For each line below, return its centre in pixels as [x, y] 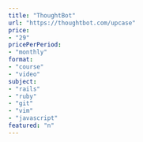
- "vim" [21, 111]
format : [21, 60]
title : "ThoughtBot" [42, 15]
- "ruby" [23, 96]
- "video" [24, 74]
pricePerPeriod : [35, 45]
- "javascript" [33, 118]
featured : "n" [32, 125]
